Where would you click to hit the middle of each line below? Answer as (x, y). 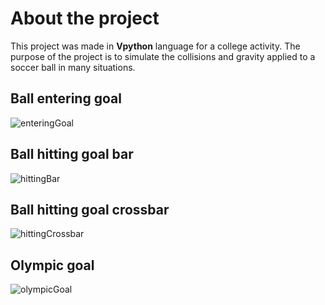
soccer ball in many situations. (73, 67)
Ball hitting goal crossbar (90, 209)
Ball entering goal (66, 98)
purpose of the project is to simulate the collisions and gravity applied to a (163, 56)
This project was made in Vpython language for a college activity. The (155, 46)
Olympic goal (52, 265)
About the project (85, 18)
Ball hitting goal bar (72, 154)
